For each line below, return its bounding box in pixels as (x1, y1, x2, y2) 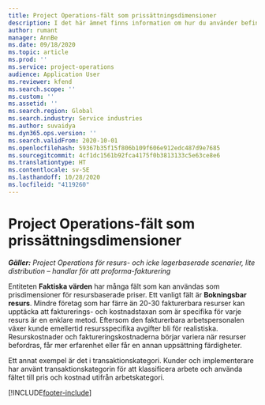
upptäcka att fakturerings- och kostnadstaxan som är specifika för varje (8, 306, 242, 316)
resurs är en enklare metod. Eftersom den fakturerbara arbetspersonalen (8, 315, 244, 324)
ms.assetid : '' (8, 100, 58, 108)
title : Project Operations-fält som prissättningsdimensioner (8, 11, 217, 20)
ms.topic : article (8, 48, 69, 56)
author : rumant (8, 26, 58, 34)
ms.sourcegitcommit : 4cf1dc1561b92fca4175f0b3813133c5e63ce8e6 (8, 151, 221, 159)
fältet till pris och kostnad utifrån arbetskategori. (8, 373, 165, 382)
